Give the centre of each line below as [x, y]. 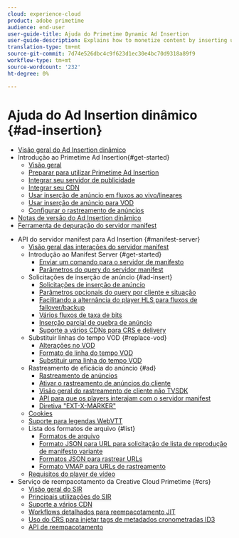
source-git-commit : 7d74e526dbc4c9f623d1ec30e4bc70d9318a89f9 [101, 54]
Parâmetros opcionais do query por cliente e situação [117, 292]
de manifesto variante [71, 451]
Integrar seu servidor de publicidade [81, 180]
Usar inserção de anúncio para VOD [81, 203]
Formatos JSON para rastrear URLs [91, 459]
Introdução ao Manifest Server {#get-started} [95, 254]
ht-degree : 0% [28, 73]
